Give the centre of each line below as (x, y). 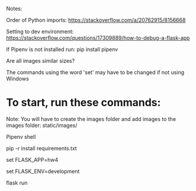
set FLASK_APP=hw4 (32, 160)
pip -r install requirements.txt (41, 148)
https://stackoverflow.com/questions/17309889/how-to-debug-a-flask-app (98, 38)
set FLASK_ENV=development (43, 171)
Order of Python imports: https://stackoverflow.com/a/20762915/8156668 (96, 20)
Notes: (14, 9)
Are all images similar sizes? (41, 61)
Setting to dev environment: (40, 31)
